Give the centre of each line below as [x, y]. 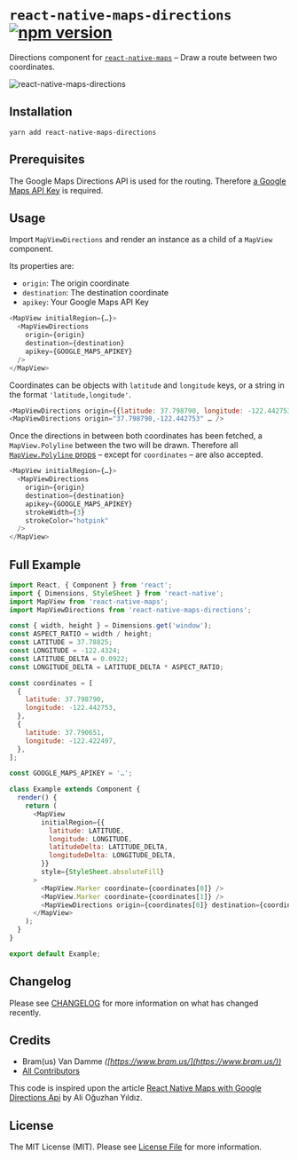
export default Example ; [55, 954]
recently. [25, 1012]
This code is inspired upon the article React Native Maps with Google [135, 1088]
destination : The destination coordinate [95, 293]
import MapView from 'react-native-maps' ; [89, 602]
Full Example [45, 565]
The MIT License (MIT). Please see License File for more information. [135, 1147]
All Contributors [51, 1071]
